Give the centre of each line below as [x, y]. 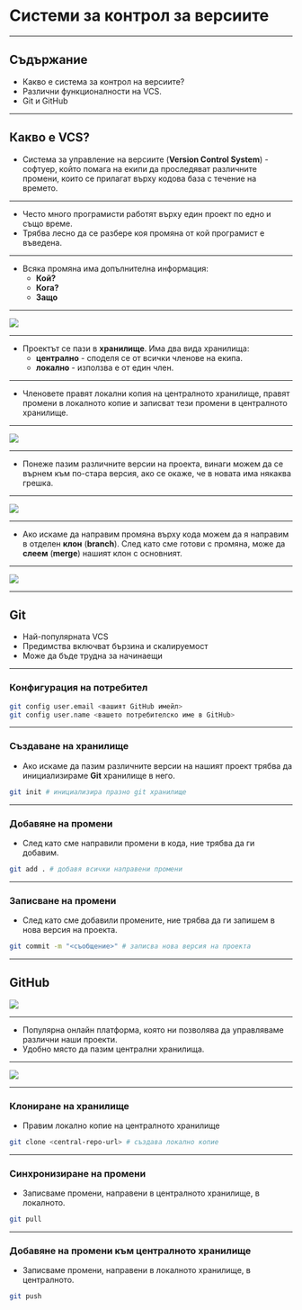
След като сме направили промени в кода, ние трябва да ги [138, 843]
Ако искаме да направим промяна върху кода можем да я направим [155, 534]
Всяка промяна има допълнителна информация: [115, 268]
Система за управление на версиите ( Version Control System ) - [145, 159]
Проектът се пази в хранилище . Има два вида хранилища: [136, 348]
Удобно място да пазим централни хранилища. [113, 1049]
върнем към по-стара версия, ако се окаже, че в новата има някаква [157, 473]
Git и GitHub [45, 101]
